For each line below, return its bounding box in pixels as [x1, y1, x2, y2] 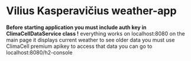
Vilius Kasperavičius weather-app [6, 4, 177, 18]
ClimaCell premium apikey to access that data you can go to [6, 43, 153, 50]
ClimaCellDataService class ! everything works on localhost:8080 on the [6, 30, 185, 37]
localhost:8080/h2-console [6, 49, 73, 56]
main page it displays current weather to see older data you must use [6, 36, 175, 43]
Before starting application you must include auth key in [6, 24, 147, 31]
